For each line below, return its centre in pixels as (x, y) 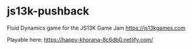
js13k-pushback (48, 11)
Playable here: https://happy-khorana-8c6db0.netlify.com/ (80, 39)
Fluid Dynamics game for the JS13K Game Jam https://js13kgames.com (96, 28)
